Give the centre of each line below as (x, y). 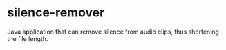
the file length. (28, 38)
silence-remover (56, 13)
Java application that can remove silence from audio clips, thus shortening (113, 32)
